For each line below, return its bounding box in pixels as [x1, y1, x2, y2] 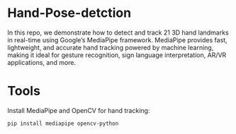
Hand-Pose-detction [7, 5, 132, 21]
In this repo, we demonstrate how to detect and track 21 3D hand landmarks [7, 28, 229, 37]
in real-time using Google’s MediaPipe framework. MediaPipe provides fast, [7, 35, 228, 44]
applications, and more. [7, 58, 77, 66]
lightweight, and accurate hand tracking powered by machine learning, [7, 43, 214, 51]
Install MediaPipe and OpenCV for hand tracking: [7, 106, 150, 114]
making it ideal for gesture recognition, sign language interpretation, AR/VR [7, 51, 227, 59]
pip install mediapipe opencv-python [7, 120, 119, 127]
